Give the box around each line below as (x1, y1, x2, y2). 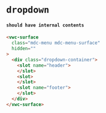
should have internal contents (6, 22, 84, 28)
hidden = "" (11, 46, 36, 52)
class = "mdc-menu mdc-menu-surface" (11, 40, 101, 46)
